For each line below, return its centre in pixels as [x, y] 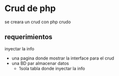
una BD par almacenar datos [40, 63]
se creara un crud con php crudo [38, 22]
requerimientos [29, 37]
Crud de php [30, 8]
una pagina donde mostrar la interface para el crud [63, 58]
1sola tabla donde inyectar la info [52, 68]
